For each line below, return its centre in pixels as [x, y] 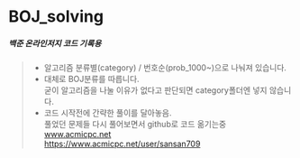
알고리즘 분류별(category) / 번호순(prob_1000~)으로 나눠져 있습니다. [165, 68]
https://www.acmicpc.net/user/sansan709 [122, 144]
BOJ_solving [56, 17]
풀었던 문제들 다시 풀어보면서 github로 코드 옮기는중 [135, 125]
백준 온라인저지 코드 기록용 [55, 43]
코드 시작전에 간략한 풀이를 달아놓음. [108, 113]
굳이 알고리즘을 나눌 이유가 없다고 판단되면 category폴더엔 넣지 [155, 90]
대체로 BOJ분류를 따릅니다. [92, 79]
